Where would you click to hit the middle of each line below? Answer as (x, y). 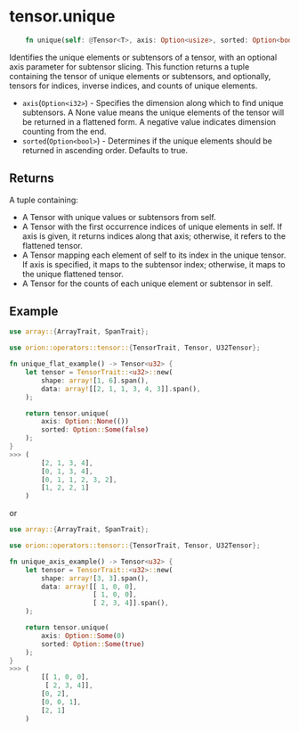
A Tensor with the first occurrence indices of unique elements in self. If (152, 226)
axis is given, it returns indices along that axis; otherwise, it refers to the (154, 236)
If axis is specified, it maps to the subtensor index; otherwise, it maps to (154, 264)
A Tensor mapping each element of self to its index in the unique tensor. (154, 255)
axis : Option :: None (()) (85, 422)
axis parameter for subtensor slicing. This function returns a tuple (129, 66)
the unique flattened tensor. (73, 274)
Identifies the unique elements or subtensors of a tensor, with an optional (143, 57)
